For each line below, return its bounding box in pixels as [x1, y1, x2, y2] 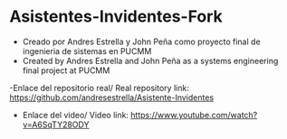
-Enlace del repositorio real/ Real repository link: [9, 82, 190, 93]
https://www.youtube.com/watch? [130, 109, 258, 120]
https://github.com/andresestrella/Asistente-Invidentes [9, 92, 215, 103]
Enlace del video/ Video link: [22, 109, 129, 120]
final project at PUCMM [22, 65, 110, 76]
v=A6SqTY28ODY [22, 119, 90, 130]
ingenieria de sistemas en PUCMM [22, 45, 152, 56]
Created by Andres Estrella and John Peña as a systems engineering [22, 55, 279, 66]
